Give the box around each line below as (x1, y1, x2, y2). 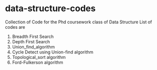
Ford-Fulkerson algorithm (12, 59, 63, 65)
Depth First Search (12, 38, 50, 44)
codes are (5, 24, 25, 30)
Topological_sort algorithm (12, 54, 66, 60)
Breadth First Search (12, 34, 54, 39)
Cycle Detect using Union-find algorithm (12, 49, 94, 55)
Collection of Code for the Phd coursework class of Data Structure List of (5, 19, 152, 25)
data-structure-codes (5, 3, 96, 14)
